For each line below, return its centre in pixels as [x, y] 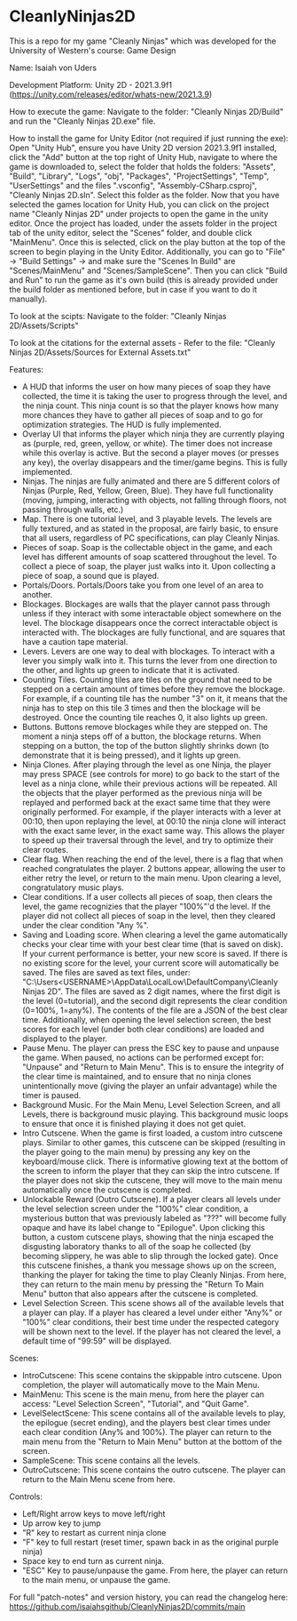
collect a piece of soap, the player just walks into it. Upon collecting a [149, 566]
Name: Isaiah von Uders [53, 68]
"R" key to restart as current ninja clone [94, 1532]
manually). [28, 299]
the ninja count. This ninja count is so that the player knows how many [150, 405]
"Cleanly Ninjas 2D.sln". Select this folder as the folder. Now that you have [145, 195]
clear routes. [45, 849]
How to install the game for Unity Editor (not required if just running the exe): [149, 138]
